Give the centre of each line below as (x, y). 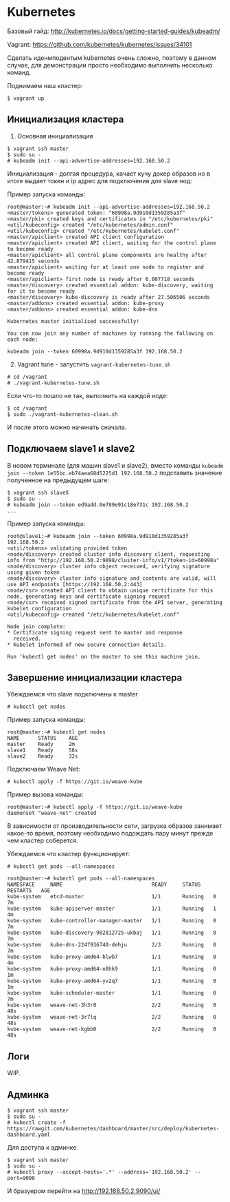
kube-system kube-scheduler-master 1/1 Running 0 (112, 993)
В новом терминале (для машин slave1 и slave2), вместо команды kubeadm (115, 465)
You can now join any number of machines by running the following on (110, 333)
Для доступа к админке (42, 1147)
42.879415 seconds (33, 261)
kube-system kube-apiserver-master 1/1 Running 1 (112, 909)
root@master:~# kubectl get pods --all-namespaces (81, 879)
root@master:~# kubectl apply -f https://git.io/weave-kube (95, 807)
